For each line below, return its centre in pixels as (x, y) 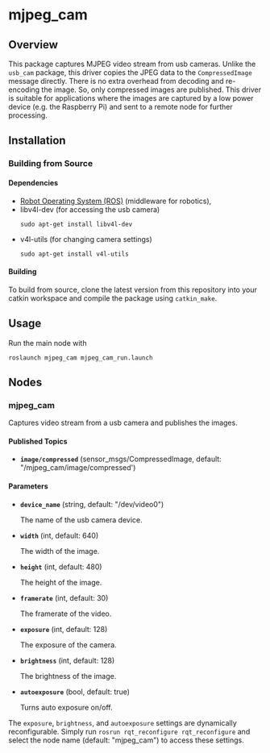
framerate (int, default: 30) (64, 597)
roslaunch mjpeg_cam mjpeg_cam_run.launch (81, 358)
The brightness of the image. (68, 676)
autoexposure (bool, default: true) (75, 692)
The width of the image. (60, 551)
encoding (24, 89)
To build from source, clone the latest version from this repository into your (133, 289)
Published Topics (38, 441)
